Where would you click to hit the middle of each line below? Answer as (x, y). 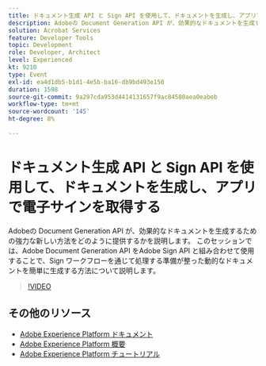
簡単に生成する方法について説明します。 (95, 270)
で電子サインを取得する (85, 208)
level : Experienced (40, 60)
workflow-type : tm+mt (44, 104)
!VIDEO (39, 286)
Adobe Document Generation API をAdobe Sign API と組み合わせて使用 (138, 250)
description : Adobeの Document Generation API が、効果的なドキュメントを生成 (131, 23)
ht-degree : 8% (32, 119)
